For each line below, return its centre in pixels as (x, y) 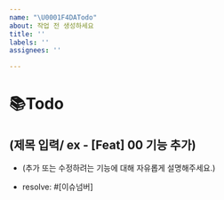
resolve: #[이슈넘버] (57, 187)
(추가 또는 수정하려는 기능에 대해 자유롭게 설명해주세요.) (119, 168)
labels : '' (29, 42)
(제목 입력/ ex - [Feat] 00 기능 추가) (103, 144)
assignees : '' (36, 51)
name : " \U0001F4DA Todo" (53, 17)
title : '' (28, 34)
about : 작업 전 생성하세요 (52, 26)
